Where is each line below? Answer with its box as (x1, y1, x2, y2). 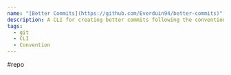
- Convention (13, 42, 51, 48)
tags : (7, 22, 23, 29)
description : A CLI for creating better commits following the (7, 16, 192, 23)
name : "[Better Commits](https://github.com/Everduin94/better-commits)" (7, 10, 223, 17)
